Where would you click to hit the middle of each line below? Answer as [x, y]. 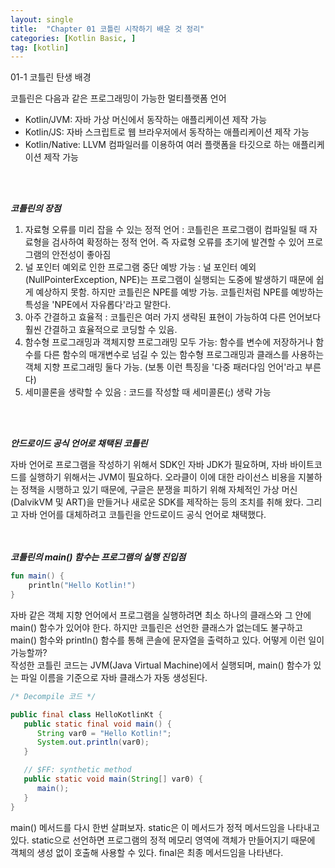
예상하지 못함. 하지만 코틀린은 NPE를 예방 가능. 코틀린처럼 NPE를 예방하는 [179, 292]
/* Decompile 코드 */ [53, 696]
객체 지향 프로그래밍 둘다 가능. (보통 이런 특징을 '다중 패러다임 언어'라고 [163, 367]
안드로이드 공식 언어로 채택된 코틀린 [79, 443]
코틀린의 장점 [36, 208]
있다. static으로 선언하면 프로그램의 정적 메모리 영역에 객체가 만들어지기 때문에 [163, 840]
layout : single [42, 19]
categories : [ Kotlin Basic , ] [73, 38]
